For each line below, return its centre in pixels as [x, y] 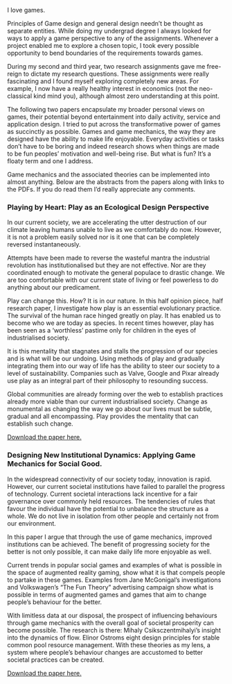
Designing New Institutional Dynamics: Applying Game [101, 456]
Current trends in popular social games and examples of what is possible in [115, 565]
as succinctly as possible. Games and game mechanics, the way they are [111, 132]
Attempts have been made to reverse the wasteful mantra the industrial [108, 258]
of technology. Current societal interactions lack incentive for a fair [102, 494]
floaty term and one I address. [50, 161]
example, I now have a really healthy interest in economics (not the [102, 89]
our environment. [32, 523]
